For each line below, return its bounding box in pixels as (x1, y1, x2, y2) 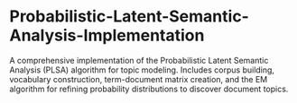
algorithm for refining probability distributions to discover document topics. (9, 83, 289, 94)
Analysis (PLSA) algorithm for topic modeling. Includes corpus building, (9, 64, 275, 75)
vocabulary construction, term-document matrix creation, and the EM (9, 73, 268, 84)
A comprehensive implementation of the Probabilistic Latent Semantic (9, 55, 269, 65)
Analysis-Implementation (9, 25, 205, 46)
